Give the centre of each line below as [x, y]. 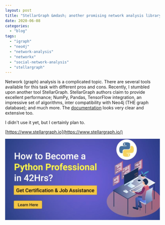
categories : [17, 26]
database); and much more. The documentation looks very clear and [74, 108]
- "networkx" [23, 57]
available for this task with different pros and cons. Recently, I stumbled [77, 87]
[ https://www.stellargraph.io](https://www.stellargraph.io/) [64, 132]
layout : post [18, 10]
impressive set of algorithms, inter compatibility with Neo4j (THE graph [77, 102]
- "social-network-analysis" [39, 62]
